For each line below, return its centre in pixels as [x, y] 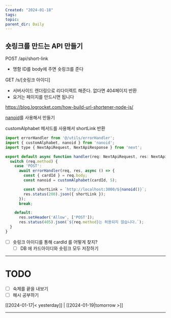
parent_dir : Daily [25, 24]
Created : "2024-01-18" [29, 10]
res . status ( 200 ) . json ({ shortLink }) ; [65, 194]
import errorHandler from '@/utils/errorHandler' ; [60, 138]
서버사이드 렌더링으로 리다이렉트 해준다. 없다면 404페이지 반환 [75, 91]
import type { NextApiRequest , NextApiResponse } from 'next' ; [74, 147]
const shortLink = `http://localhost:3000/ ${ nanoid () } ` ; [85, 189]
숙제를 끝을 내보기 [30, 289]
